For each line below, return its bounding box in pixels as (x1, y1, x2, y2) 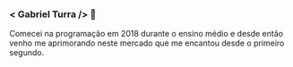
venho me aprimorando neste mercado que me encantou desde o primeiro (9, 38, 285, 48)
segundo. (9, 47, 45, 58)
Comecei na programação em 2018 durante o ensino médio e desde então (9, 29, 284, 39)
